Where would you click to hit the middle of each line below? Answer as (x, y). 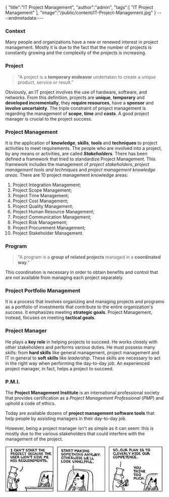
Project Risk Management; (40, 222)
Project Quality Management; (43, 206)
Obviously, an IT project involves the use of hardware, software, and (76, 92)
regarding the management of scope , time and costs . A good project (77, 114)
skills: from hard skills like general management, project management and (82, 352)
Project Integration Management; (47, 185)
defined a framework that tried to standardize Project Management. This (80, 159)
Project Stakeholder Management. (48, 233)
